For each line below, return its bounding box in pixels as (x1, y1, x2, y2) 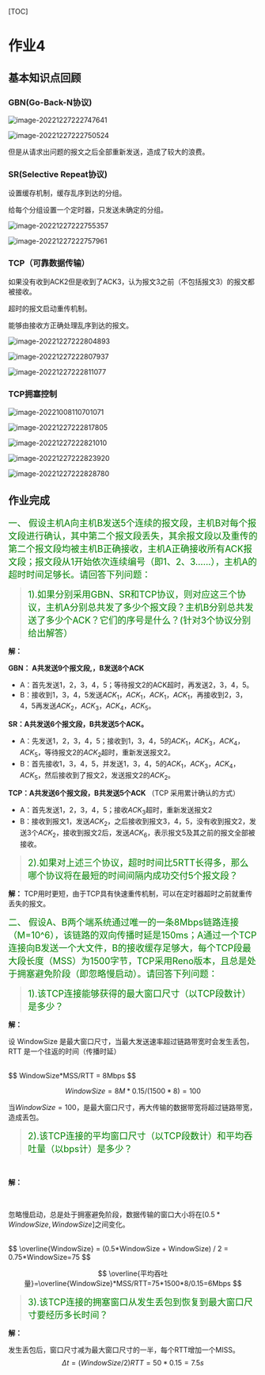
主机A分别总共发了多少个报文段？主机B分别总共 (45, 601, 245, 613)
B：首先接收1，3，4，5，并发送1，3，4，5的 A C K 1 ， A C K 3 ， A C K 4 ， (19, 759, 240, 770)
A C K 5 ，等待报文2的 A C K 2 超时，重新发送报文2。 (19, 747, 176, 759)
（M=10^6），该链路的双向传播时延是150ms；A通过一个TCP (8, 929, 257, 941)
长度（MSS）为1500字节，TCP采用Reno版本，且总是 (25, 955, 248, 966)
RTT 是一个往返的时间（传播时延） (8, 1047, 121, 1056)
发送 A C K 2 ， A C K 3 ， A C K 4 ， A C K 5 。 (42, 701, 156, 712)
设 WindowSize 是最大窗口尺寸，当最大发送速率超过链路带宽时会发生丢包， (8, 1036, 254, 1046)
